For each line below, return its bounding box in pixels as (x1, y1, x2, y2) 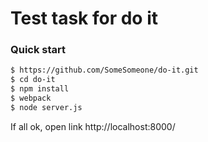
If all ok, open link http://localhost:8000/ (10, 120, 176, 132)
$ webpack (10, 93, 52, 104)
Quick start (10, 43, 67, 57)
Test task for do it (10, 7, 158, 30)
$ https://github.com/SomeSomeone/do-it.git (10, 65, 199, 76)
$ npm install (10, 84, 70, 94)
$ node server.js (10, 102, 83, 112)
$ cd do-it (10, 75, 56, 85)
